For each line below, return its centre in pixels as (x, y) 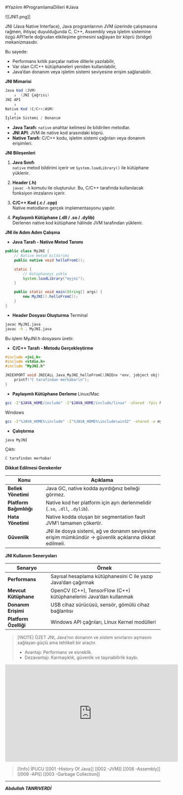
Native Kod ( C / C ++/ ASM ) (30, 109)
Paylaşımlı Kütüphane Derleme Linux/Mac (56, 394)
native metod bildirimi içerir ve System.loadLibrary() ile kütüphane (80, 168)
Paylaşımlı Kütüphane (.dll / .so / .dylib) (53, 218)
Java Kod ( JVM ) (21, 91)
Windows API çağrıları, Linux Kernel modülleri (103, 622)
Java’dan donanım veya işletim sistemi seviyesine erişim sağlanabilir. (82, 72)
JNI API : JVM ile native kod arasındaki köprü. (58, 133)
